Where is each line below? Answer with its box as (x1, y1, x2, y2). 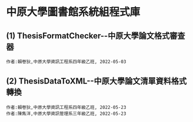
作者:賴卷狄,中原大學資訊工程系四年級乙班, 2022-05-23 (6, 104, 127, 110)
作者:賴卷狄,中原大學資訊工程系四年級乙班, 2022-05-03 (6, 59, 127, 65)
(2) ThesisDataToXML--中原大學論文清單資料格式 (6, 76, 187, 86)
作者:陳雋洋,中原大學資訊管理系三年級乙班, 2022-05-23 (6, 110, 127, 117)
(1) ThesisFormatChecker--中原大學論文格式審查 (6, 31, 185, 41)
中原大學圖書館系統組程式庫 (6, 5, 141, 19)
